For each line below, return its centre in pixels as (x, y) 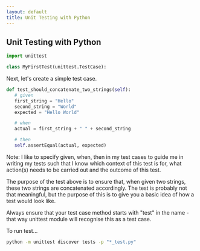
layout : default (27, 12)
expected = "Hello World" (47, 112)
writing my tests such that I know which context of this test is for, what (94, 163)
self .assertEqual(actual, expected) (60, 146)
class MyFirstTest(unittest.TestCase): (56, 67)
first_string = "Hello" (44, 101)
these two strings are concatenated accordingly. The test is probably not (97, 188)
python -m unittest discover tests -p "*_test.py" (71, 242)
